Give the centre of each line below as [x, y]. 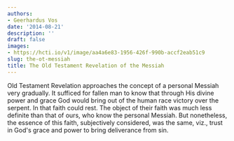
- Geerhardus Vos [33, 20]
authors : [20, 14]
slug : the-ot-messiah [39, 59]
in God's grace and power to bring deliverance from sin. [88, 130]
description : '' [31, 33]
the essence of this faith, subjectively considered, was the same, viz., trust [115, 122]
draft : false [26, 40]
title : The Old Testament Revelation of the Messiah [86, 66]
